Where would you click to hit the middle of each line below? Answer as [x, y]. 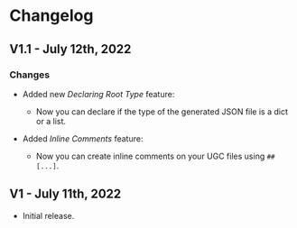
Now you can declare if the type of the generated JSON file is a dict [162, 111]
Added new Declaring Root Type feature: [98, 94]
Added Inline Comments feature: [83, 138]
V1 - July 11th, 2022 [65, 194]
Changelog [51, 16]
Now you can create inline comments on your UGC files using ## [155, 156]
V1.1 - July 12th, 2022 [70, 49]
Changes [30, 75]
